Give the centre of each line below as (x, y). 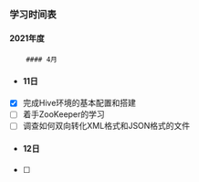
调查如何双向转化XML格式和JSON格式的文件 (106, 126)
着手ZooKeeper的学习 (63, 114)
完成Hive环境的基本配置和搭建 (79, 103)
